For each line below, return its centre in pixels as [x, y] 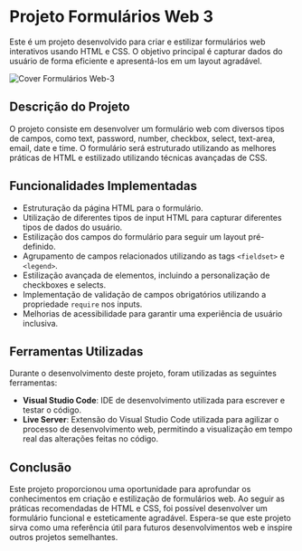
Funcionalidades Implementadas [103, 186]
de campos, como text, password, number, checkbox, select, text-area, [142, 138]
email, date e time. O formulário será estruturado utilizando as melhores [143, 147]
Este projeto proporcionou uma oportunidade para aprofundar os [130, 489]
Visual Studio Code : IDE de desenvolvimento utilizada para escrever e [154, 401]
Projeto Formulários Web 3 [112, 17]
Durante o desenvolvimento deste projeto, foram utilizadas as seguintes [143, 374]
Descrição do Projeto [70, 107]
